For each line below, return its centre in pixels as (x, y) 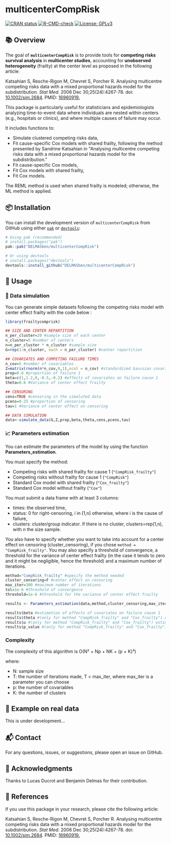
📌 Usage (19, 281)
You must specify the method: (37, 462)
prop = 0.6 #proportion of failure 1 (43, 373)
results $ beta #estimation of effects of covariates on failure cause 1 (83, 613)
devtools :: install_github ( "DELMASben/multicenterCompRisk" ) (70, 265)
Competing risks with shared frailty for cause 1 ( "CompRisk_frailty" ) (84, 471)
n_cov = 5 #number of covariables (39, 364)
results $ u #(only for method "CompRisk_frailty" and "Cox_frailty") (79, 622)
